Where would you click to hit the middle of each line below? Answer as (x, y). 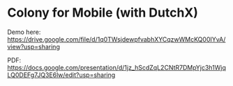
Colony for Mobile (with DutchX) (103, 13)
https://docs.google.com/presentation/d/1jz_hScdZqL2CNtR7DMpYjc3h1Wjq (117, 67)
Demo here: (24, 32)
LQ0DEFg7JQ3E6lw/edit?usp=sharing (61, 75)
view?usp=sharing (34, 46)
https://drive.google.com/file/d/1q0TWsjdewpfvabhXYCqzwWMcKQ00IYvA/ (116, 39)
